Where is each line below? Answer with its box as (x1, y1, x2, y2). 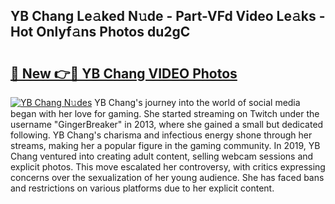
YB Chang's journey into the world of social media (94, 97, 301, 108)
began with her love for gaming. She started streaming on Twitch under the (10, 108, 320, 119)
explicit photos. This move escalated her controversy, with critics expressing (10, 161, 326, 173)
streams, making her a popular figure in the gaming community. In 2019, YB (10, 140, 321, 151)
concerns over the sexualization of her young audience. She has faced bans (10, 172, 325, 183)
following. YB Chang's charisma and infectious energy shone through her (10, 129, 313, 141)
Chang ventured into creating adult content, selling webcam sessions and (10, 150, 314, 162)
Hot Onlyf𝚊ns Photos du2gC (10, 24, 191, 41)
